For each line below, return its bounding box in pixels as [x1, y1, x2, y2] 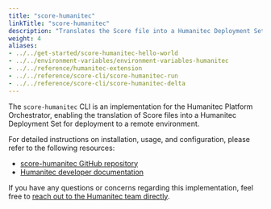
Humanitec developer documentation [19, 167, 144, 177]
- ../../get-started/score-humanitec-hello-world [8, 49, 179, 57]
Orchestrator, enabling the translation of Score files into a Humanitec [8, 110, 236, 119]
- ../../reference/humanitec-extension [8, 65, 143, 73]
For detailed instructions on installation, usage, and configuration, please [8, 134, 250, 144]
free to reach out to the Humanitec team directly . [8, 191, 170, 201]
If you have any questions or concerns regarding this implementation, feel [8, 182, 254, 192]
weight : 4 [8, 34, 42, 43]
